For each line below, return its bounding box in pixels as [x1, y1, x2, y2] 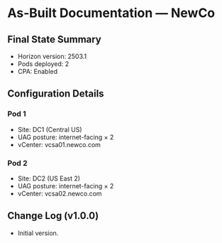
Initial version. [17, 229, 59, 237]
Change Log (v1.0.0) [7, 210, 99, 222]
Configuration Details [7, 87, 104, 100]
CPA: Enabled [17, 67, 58, 75]
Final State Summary [7, 33, 101, 45]
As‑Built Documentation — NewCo [7, 5, 216, 21]
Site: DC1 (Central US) [17, 125, 83, 134]
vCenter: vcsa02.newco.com [17, 189, 102, 198]
